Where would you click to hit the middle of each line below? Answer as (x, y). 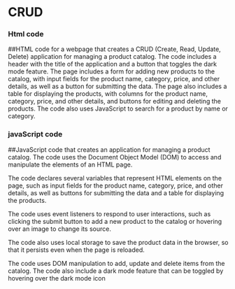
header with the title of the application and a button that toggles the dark (113, 64)
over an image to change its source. (59, 229)
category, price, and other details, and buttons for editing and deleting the (114, 101)
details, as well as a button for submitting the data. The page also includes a (117, 86)
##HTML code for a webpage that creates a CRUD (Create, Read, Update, (114, 49)
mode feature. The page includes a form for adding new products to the (112, 71)
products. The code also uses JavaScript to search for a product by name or (118, 108)
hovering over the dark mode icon (57, 278)
